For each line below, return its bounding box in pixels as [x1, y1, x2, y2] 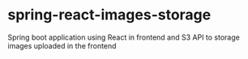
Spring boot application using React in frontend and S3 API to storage [7, 32, 240, 42]
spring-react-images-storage [7, 6, 212, 24]
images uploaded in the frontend [7, 40, 117, 50]
